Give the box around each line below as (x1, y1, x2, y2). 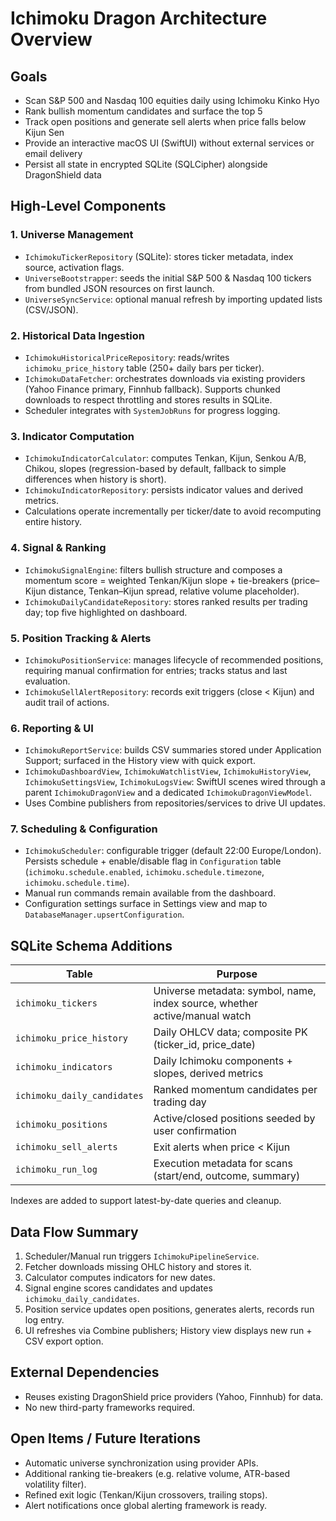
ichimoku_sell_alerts (15, 1142, 118, 1153)
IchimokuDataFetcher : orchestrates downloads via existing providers (24, 372, 306, 384)
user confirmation (153, 1124, 237, 1138)
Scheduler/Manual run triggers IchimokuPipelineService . (24, 1250, 260, 1262)
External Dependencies (10, 1364, 160, 1381)
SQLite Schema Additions (10, 937, 173, 954)
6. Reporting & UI (10, 721, 94, 735)
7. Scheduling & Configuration (10, 822, 158, 836)
